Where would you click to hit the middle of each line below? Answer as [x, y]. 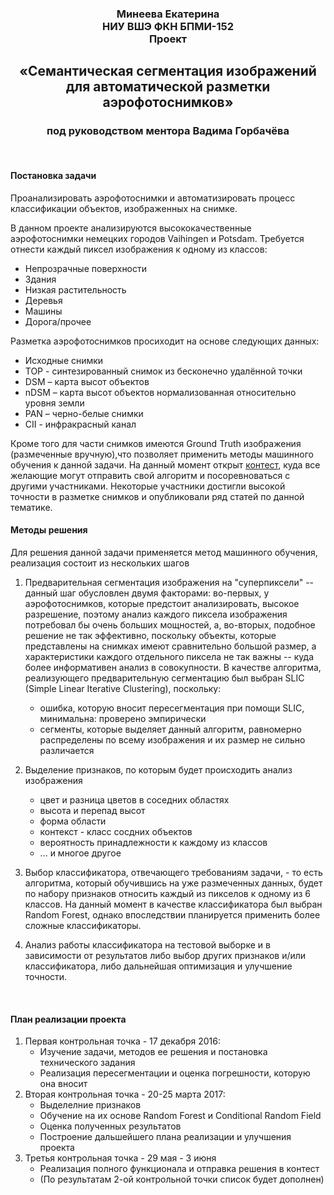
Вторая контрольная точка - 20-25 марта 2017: [125, 1094]
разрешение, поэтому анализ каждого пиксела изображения [156, 614]
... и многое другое [80, 853]
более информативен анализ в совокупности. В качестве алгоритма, [173, 668]
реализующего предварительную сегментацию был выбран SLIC [164, 678]
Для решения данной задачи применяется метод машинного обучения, [164, 553]
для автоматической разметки [168, 87]
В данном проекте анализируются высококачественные [131, 228]
